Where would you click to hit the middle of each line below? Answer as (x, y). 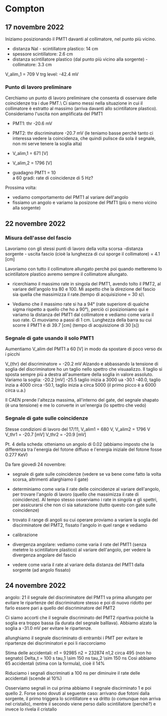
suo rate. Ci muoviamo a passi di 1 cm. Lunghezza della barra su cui (82, 320)
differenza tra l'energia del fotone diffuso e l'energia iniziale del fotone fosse (83, 449)
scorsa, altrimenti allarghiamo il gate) (50, 479)
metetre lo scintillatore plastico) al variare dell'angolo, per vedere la (82, 550)
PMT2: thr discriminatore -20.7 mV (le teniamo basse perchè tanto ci (83, 133)
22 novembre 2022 (35, 223)
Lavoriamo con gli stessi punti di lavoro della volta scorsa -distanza (74, 248)
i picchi (12, 354)
